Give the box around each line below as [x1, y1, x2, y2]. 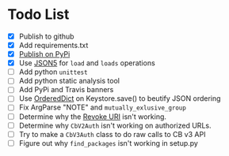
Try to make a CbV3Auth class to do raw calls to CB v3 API [18, 129, 206, 139]
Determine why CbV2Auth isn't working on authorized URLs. [18, 121, 212, 130]
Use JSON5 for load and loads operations [18, 58, 155, 68]
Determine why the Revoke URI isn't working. [18, 112, 167, 121]
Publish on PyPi [18, 50, 71, 59]
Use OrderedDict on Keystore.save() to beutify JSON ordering [18, 94, 221, 103]
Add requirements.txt [18, 41, 89, 50]
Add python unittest [18, 67, 88, 76]
